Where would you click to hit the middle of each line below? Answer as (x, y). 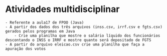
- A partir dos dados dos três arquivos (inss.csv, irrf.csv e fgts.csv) (84, 27)
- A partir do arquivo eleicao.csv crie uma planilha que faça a (75, 44)
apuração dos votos (26, 48)
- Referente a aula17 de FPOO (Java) (45, 22)
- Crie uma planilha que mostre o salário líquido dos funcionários (87, 35)
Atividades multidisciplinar (62, 9)
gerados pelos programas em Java (40, 31)
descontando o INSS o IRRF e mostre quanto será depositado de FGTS (78, 40)
